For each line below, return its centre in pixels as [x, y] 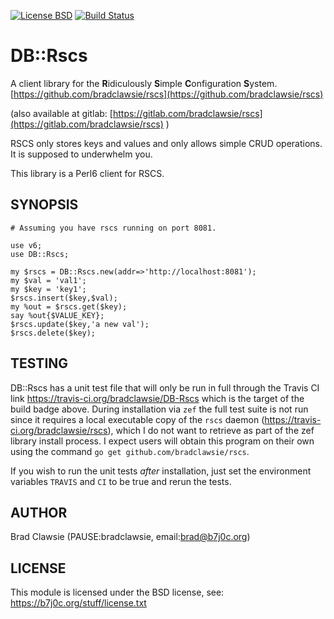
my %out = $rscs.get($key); [69, 306]
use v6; [26, 245]
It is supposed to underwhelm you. [81, 154]
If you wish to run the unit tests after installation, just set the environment [161, 471]
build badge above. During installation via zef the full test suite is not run [159, 409]
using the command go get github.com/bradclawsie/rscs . [130, 451]
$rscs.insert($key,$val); [64, 298]
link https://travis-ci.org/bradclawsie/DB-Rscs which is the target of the [157, 398]
